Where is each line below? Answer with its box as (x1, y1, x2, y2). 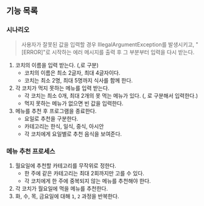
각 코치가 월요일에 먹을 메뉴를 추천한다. (15, 185, 108, 192)
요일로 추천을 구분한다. (24, 115, 79, 122)
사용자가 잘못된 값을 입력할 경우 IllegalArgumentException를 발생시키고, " (21, 40, 199, 48)
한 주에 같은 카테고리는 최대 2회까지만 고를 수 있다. (24, 169, 145, 177)
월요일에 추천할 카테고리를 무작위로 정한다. (15, 161, 117, 169)
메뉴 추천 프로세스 (6, 147, 56, 155)
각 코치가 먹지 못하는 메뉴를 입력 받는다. (15, 84, 110, 92)
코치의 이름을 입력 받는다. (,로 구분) (15, 61, 99, 68)
